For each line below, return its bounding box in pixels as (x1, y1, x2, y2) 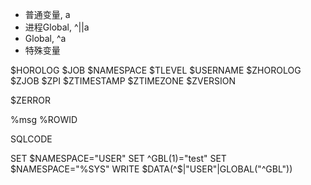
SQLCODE (10, 133, 53, 145)
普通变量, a (24, 9, 71, 20)
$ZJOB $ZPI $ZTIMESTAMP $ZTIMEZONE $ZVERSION (10, 75, 237, 87)
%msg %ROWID (10, 114, 78, 125)
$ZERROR (10, 94, 51, 106)
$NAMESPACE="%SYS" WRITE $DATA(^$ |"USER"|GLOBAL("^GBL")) (10, 163, 293, 175)
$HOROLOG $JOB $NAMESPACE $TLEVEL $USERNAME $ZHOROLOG (10, 64, 302, 76)
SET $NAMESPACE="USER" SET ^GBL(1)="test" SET (10, 153, 227, 164)
